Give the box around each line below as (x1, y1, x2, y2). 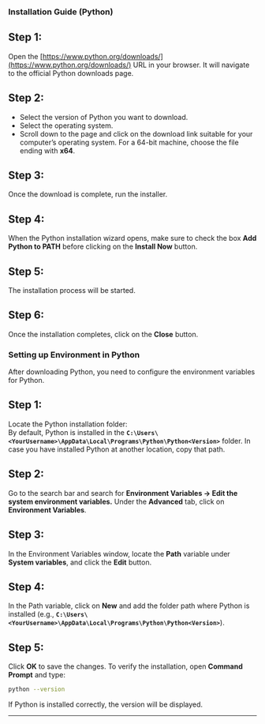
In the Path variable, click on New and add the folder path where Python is (8, 601, 250, 610)
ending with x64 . (19, 145, 76, 156)
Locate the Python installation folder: (8, 419, 128, 429)
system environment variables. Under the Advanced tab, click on (8, 497, 225, 506)
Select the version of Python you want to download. (19, 112, 188, 122)
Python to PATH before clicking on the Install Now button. (8, 242, 198, 251)
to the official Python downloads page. (8, 68, 134, 77)
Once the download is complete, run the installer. (8, 189, 168, 199)
